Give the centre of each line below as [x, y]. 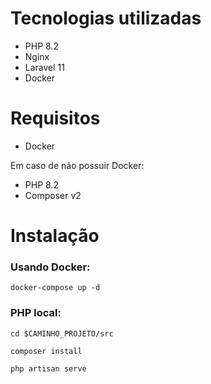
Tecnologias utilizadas [106, 18]
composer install [46, 351]
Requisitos [55, 118]
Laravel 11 [44, 67]
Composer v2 [53, 195]
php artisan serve [48, 368]
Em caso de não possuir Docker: [77, 165]
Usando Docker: [50, 267]
